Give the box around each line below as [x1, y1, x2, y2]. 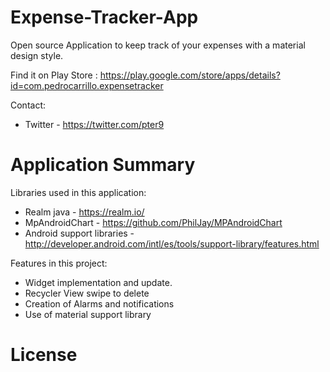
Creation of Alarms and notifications [24, 297, 175, 310]
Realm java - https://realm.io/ [24, 206, 145, 218]
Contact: [10, 99, 47, 111]
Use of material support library [24, 308, 152, 320]
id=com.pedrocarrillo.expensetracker [10, 79, 164, 91]
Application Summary [10, 154, 196, 176]
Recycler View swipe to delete [24, 287, 150, 299]
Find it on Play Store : [10, 69, 98, 81]
